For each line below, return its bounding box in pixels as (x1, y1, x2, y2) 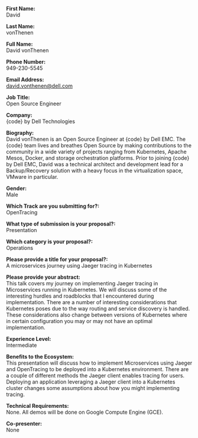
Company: (6, 112, 33, 118)
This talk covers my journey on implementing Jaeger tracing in (6, 280, 158, 286)
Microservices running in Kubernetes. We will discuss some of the (6, 286, 167, 293)
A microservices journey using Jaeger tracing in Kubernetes (6, 262, 152, 269)
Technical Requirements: (6, 402, 69, 409)
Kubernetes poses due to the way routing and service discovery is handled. (6, 305, 190, 312)
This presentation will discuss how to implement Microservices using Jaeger (6, 359, 193, 366)
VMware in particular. (6, 173, 59, 180)
